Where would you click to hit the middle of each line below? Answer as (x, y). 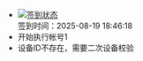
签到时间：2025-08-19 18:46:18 (75, 26)
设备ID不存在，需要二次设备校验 (75, 48)
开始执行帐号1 (42, 37)
